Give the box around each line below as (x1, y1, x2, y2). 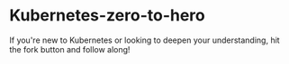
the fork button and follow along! (9, 44, 131, 54)
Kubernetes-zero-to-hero (9, 5, 205, 26)
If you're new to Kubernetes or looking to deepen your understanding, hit (9, 35, 281, 45)
